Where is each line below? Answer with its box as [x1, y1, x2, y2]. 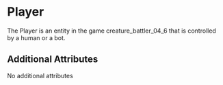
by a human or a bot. [7, 33, 66, 41]
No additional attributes [7, 71, 73, 80]
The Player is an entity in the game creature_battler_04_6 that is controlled [7, 27, 217, 35]
